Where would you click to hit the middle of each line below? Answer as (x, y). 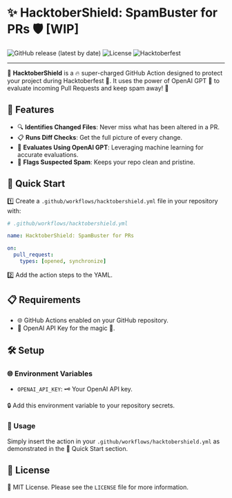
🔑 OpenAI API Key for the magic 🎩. (66, 328)
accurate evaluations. (48, 154)
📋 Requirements (44, 300)
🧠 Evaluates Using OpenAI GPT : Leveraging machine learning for (110, 147)
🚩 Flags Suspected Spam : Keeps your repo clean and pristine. (106, 162)
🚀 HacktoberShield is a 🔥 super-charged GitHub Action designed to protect (115, 73)
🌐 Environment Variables (50, 373)
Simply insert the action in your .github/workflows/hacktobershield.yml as (114, 441)
